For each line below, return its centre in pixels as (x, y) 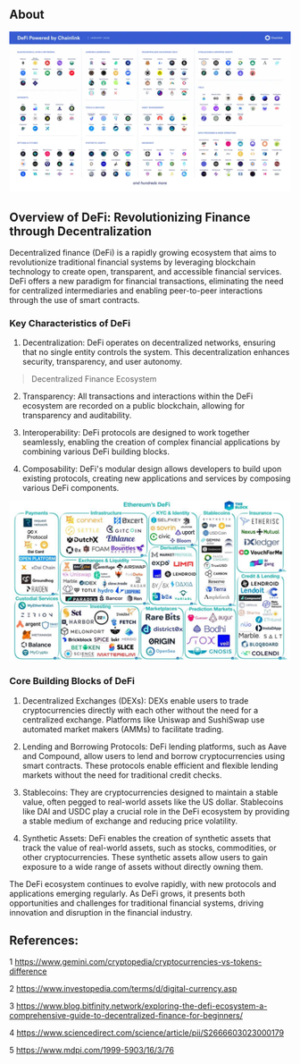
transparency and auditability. (77, 416)
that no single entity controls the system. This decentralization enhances (156, 352)
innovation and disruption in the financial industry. (101, 912)
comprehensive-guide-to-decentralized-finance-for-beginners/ (126, 1016)
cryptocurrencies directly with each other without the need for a (140, 710)
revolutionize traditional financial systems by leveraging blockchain (133, 262)
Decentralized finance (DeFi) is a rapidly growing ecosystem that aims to (143, 253)
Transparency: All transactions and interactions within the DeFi (137, 396)
